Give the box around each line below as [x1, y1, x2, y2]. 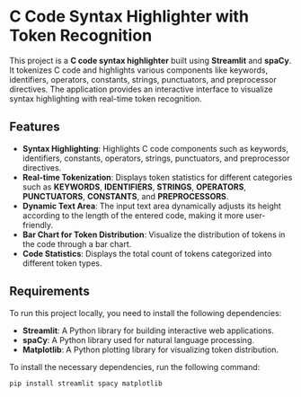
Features [9, 119, 60, 135]
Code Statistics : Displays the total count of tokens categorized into [22, 248, 272, 259]
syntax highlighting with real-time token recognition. [9, 93, 202, 104]
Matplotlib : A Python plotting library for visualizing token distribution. [22, 344, 279, 355]
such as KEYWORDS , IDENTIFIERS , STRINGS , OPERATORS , [22, 181, 247, 192]
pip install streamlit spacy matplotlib [9, 379, 164, 388]
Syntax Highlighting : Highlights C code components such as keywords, [22, 143, 289, 154]
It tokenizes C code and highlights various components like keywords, [9, 65, 268, 75]
